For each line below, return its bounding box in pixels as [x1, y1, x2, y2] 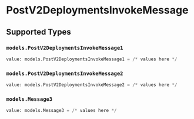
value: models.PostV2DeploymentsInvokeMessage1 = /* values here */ [6, 56, 178, 62]
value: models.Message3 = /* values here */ [6, 108, 117, 114]
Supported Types [6, 27, 72, 37]
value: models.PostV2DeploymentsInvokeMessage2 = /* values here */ [6, 82, 178, 88]
